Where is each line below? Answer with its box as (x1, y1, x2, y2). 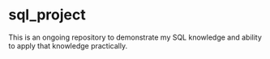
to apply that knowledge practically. (8, 40, 128, 50)
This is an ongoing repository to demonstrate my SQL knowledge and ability (8, 32, 262, 42)
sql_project (8, 6, 87, 24)
